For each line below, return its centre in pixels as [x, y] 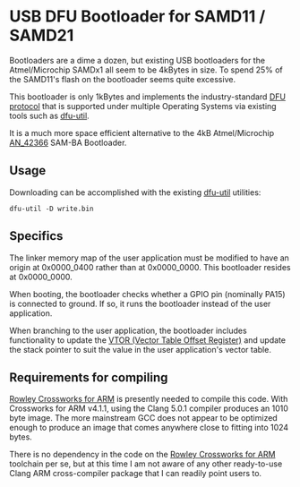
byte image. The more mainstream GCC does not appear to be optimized [143, 418]
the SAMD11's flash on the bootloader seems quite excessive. [122, 79]
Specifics [36, 236]
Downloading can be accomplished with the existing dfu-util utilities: [135, 192]
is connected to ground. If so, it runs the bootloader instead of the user [140, 303]
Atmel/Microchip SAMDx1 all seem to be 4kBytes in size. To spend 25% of [146, 70]
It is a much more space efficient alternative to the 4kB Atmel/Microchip [142, 132]
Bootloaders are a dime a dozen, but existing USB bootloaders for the [137, 60]
